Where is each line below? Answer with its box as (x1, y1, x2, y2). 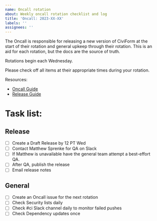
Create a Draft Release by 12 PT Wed (12, 140, 86, 146)
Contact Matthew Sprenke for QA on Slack (12, 146, 97, 151)
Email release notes (12, 167, 51, 173)
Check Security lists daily (12, 200, 63, 206)
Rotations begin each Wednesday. (5, 58, 74, 64)
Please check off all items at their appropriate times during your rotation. (5, 67, 150, 73)
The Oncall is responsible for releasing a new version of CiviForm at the (5, 38, 148, 44)
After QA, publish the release (12, 162, 70, 167)
